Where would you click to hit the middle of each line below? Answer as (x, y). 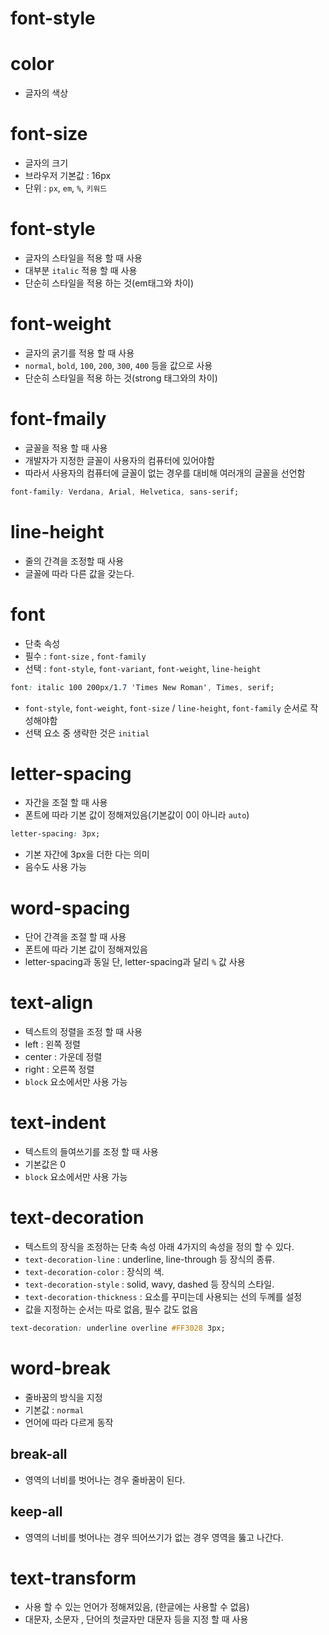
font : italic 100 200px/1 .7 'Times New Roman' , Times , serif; (142, 687)
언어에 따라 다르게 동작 (69, 1422)
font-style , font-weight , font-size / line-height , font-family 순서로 (166, 708)
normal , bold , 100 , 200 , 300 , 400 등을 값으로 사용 (118, 365)
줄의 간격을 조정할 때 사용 (74, 561)
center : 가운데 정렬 (63, 1057)
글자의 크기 (46, 163)
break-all (39, 1454)
